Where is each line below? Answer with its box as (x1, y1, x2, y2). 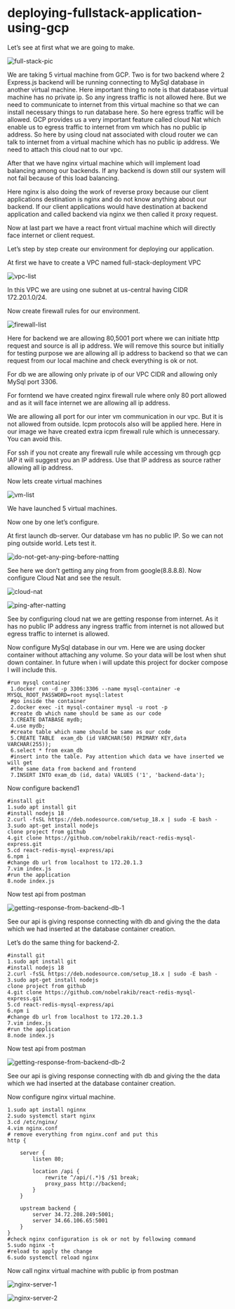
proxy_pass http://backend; (44, 1180, 128, 1187)
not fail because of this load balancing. (7, 174, 119, 182)
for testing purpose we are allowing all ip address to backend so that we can (7, 348, 228, 357)
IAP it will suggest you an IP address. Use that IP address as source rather (7, 455, 222, 464)
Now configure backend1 (7, 783, 79, 792)
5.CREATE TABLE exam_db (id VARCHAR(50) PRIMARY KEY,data (10, 734, 187, 742)
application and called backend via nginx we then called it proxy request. (7, 210, 218, 218)
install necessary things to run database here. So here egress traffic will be (7, 108, 224, 116)
